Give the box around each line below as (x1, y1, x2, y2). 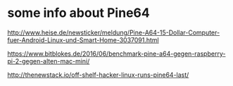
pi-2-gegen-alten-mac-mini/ (7, 56, 90, 65)
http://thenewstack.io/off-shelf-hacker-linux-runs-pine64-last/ (7, 70, 189, 79)
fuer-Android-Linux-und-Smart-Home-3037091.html (7, 35, 160, 44)
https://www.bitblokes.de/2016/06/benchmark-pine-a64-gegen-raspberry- (7, 49, 226, 58)
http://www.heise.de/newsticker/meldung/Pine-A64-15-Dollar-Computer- (7, 28, 220, 37)
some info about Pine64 (7, 5, 150, 21)
